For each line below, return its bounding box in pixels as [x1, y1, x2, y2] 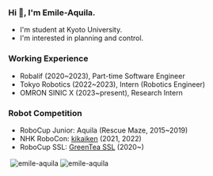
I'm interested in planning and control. [19, 33, 144, 43]
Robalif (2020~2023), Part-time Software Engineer [19, 71, 185, 81]
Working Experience [8, 53, 89, 64]
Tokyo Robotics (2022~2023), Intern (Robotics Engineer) [19, 79, 206, 89]
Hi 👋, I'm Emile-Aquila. [8, 7, 96, 18]
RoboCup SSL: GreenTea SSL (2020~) [19, 142, 145, 152]
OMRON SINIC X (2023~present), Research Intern [19, 88, 184, 97]
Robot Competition [8, 107, 82, 118]
